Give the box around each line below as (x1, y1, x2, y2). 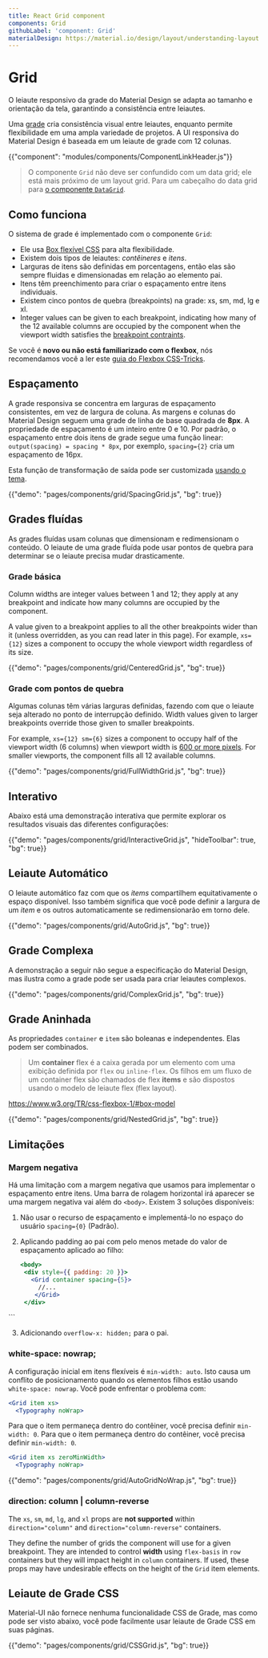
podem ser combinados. (8, 1042, 89, 1052)
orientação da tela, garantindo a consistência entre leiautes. (8, 104, 206, 113)
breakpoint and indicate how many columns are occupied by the (8, 597, 220, 607)
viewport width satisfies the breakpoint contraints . (19, 330, 186, 339)
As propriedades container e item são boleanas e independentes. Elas (8, 1034, 241, 1043)
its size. (8, 647, 34, 656)
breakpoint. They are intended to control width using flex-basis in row (8, 1546, 242, 1556)
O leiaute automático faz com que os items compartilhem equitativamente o (8, 888, 258, 897)
